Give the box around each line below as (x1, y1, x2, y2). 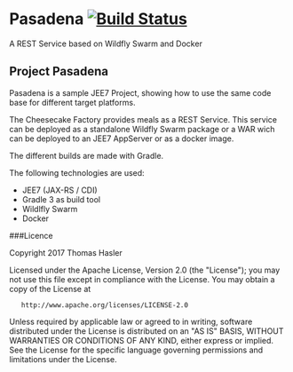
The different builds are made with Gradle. (9, 150, 164, 161)
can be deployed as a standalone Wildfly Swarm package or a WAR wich (9, 123, 275, 134)
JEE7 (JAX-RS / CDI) (21, 185, 98, 195)
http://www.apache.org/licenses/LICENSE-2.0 (20, 300, 189, 310)
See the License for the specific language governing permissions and (9, 344, 264, 355)
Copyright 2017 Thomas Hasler (9, 247, 123, 257)
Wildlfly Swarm (21, 203, 78, 214)
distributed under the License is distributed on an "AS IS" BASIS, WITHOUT (9, 325, 284, 336)
